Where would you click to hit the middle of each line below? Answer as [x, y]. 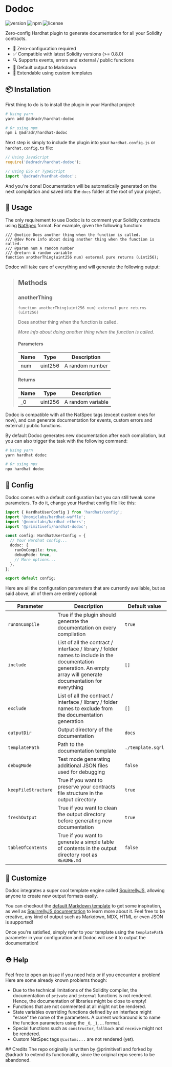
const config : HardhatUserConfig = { [46, 536]
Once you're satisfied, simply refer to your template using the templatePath [84, 932]
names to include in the [85, 656]
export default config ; [31, 578]
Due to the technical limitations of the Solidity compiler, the [75, 990]
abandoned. [18, 1060]
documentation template [87, 751]
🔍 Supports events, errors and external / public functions [73, 60]
